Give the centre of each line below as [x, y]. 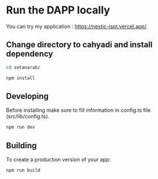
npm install [20, 78]
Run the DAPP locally [58, 10]
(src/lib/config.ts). [28, 116]
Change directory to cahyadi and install [80, 45]
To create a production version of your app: [59, 159]
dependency [30, 54]
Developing [27, 96]
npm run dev [20, 127]
